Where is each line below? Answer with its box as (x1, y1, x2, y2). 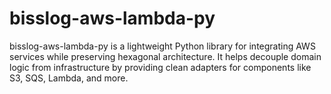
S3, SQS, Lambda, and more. (9, 72, 129, 84)
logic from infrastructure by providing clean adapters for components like (9, 61, 312, 73)
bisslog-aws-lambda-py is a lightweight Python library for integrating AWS (9, 40, 316, 52)
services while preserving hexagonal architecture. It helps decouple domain (9, 50, 322, 62)
